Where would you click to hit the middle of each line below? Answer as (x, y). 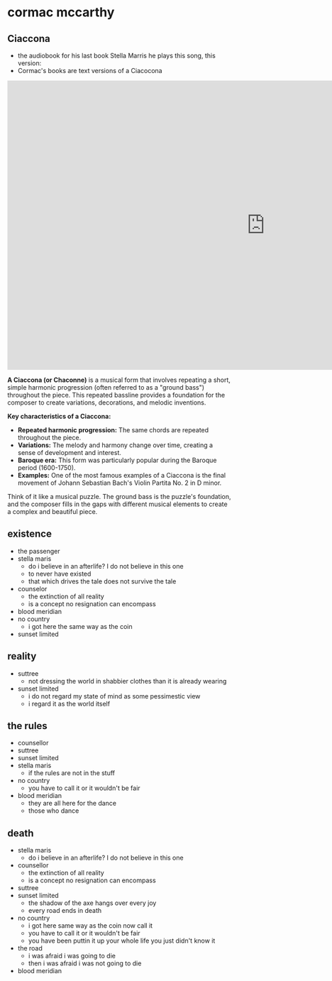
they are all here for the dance (72, 804)
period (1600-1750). (46, 468)
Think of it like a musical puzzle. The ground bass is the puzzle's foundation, (120, 497)
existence (29, 534)
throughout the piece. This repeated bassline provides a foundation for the (116, 395)
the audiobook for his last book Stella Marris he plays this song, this (117, 55)
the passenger (39, 551)
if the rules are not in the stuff (72, 773)
